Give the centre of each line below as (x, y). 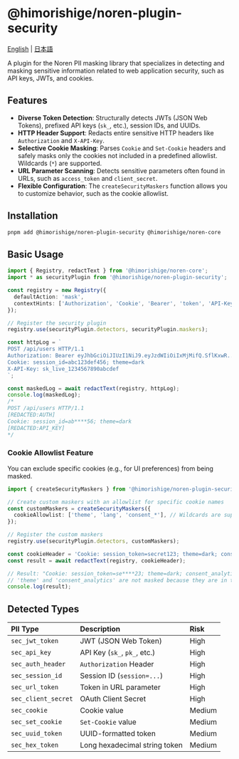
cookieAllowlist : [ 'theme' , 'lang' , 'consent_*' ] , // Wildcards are (117, 515)
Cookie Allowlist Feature (51, 453)
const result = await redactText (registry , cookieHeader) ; (97, 560)
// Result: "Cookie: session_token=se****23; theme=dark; (95, 574)
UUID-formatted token (118, 733)
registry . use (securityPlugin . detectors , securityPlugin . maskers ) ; (108, 330)
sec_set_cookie (37, 722)
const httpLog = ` (34, 342)
